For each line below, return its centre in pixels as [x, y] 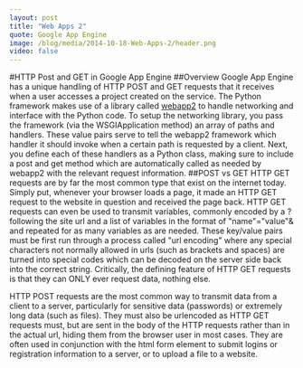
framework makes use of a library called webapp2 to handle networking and [151, 106]
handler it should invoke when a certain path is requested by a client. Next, [148, 145]
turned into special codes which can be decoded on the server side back [146, 259]
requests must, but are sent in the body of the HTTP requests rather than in [150, 326]
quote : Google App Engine [58, 34]
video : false [34, 52]
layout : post [34, 18]
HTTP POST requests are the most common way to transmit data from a [143, 297]
